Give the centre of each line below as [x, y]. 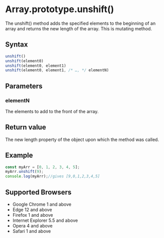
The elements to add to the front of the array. [52, 111]
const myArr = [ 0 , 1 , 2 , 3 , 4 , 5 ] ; [43, 167]
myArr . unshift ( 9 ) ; [24, 172]
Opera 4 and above [32, 226]
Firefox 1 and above [33, 215]
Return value [26, 127]
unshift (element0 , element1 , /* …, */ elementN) [57, 70]
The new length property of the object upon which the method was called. [82, 139]
